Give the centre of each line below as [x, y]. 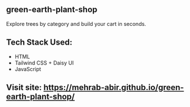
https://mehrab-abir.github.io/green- [114, 88]
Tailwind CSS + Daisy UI [44, 63]
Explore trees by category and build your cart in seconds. [76, 24]
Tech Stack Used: [39, 43]
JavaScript [28, 69]
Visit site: [24, 88]
